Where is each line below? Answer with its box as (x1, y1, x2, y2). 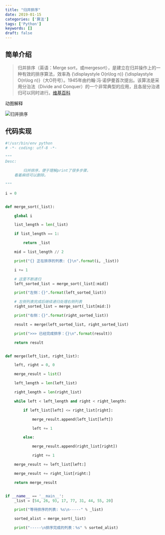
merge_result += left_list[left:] (14, 462, 86, 467)
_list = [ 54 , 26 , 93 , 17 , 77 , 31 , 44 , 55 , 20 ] (14, 498, 113, 503)
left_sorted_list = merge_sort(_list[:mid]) (14, 281, 109, 286)
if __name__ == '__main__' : (5, 493, 64, 498)
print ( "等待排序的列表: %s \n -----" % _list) (14, 507, 104, 512)
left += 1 (32, 426, 53, 431)
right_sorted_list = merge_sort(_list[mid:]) (14, 304, 111, 309)
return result (14, 340, 44, 345)
